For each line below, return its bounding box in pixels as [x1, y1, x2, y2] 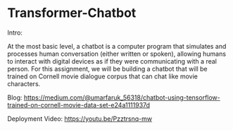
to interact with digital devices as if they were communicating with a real [7, 57, 217, 65]
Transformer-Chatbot [7, 5, 137, 21]
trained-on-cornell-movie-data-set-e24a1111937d [7, 100, 150, 109]
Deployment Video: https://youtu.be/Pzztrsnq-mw [7, 114, 153, 123]
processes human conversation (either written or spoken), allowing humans [7, 49, 227, 58]
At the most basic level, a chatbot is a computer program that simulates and [7, 42, 227, 50]
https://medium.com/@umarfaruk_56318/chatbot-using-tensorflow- [23, 93, 220, 102]
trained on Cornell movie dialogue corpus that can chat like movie [7, 72, 199, 81]
